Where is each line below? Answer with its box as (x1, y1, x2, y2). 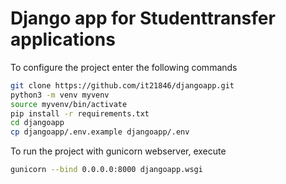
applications (10, 28, 116, 51)
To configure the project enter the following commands (10, 61, 238, 73)
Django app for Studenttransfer (10, 7, 276, 30)
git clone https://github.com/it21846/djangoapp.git (10, 80, 235, 91)
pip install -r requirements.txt (10, 108, 150, 119)
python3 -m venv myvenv (10, 90, 110, 100)
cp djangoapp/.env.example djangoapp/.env (10, 127, 190, 137)
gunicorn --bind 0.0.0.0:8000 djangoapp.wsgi (10, 165, 203, 175)
